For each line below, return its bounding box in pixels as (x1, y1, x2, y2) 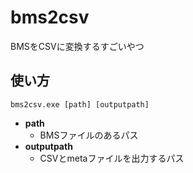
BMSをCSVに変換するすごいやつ (10, 40, 145, 52)
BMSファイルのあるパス (39, 129, 139, 141)
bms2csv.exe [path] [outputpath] (10, 99, 150, 110)
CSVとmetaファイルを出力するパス (39, 152, 185, 164)
